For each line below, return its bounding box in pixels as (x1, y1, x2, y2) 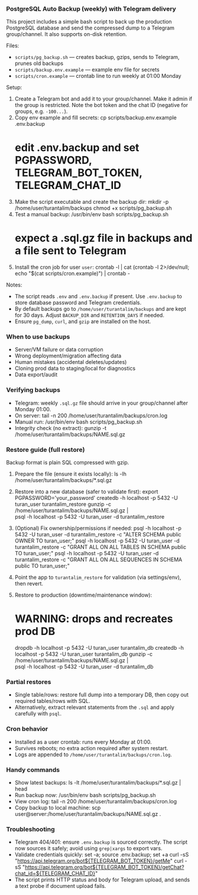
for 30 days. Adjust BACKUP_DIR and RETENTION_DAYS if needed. (14, 312, 164, 319)
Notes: (6, 281, 22, 288)
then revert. (14, 580, 43, 587)
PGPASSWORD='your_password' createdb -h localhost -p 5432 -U (14, 494, 178, 502)
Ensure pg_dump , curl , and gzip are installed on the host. (14, 318, 151, 325)
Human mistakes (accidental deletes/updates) (14, 359, 127, 366)
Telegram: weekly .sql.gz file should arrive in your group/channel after (14, 399, 188, 406)
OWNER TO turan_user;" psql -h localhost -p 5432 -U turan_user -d (14, 537, 180, 545)
